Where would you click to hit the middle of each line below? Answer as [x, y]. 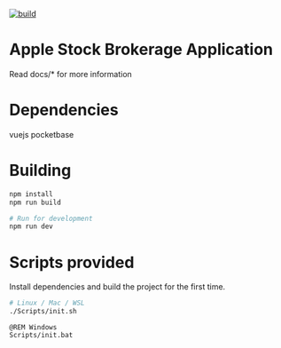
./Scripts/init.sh [43, 312]
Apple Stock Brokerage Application [141, 50]
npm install [31, 194]
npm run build [35, 202]
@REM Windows [33, 328]
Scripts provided [72, 262]
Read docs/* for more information [71, 74]
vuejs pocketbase [42, 134]
